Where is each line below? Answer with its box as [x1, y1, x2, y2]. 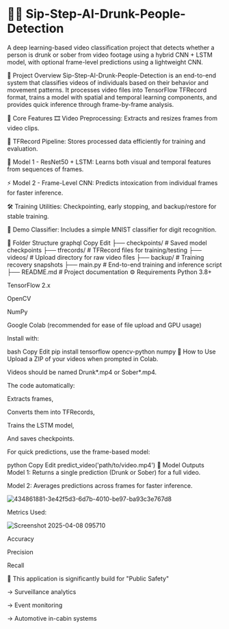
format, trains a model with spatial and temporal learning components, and [7, 92, 217, 101]
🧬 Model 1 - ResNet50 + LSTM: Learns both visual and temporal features [7, 158, 212, 166]
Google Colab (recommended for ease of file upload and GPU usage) [7, 321, 202, 329]
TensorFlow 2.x [7, 281, 51, 289]
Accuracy [7, 534, 34, 543]
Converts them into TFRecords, [7, 408, 96, 416]
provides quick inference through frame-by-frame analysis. [7, 100, 174, 108]
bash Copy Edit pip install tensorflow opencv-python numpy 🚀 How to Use [7, 347, 217, 356]
